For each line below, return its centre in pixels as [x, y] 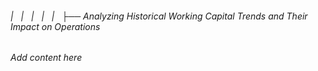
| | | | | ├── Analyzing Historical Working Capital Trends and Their [159, 16]
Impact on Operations [55, 26]
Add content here [46, 58]
